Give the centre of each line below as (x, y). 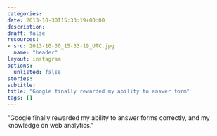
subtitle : (22, 85)
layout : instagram (34, 59)
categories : (25, 14)
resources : (23, 40)
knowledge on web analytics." (51, 125)
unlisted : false (37, 72)
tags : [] (20, 98)
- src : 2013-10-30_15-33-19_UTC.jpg (61, 46)
